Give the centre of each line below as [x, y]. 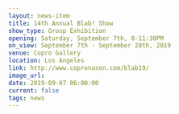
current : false [34, 90]
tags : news [27, 98]
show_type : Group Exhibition [57, 31]
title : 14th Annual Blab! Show [61, 23]
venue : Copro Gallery [45, 53]
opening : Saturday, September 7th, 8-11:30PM [86, 38]
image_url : [27, 75]
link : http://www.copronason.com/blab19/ [79, 68]
